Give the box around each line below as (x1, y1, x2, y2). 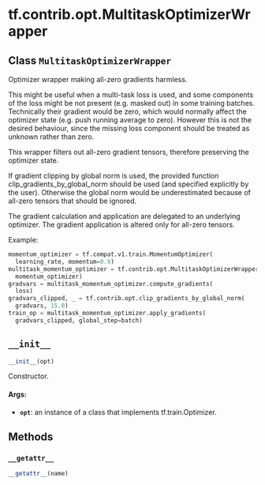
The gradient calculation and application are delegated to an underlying (8, 212, 241, 220)
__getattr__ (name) (8, 470, 69, 478)
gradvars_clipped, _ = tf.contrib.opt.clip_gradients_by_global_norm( (8, 295, 245, 303)
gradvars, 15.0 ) (15, 302, 69, 310)
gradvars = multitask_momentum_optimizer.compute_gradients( (8, 280, 214, 288)
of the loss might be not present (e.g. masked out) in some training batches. (8, 99, 255, 107)
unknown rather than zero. (8, 132, 95, 141)
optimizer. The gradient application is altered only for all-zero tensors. (8, 220, 235, 229)
